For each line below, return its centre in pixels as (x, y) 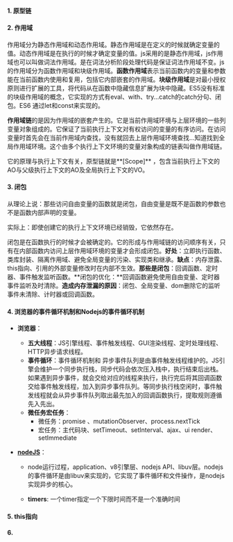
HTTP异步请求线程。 (57, 352)
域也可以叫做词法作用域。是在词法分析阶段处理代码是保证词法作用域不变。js (116, 62)
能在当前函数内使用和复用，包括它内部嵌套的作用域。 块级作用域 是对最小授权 (116, 79)
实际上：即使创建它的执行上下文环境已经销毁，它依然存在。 (92, 227)
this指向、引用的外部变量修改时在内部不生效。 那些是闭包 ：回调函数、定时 (113, 268)
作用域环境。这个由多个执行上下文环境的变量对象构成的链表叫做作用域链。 (119, 146)
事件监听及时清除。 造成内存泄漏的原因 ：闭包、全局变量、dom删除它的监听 (114, 286)
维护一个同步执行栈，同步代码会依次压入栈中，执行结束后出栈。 (131, 369)
